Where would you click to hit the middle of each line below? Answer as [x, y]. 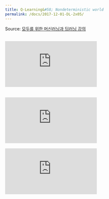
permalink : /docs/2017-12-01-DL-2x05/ [44, 14]
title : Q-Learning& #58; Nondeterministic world [54, 10]
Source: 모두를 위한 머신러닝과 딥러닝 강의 [45, 29]
